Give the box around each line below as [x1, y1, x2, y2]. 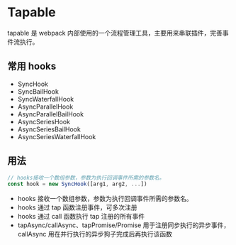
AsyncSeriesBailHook [17, 125, 82, 134]
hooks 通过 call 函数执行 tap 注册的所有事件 [17, 212, 145, 221]
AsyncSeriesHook [17, 117, 71, 126]
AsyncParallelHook [17, 102, 74, 111]
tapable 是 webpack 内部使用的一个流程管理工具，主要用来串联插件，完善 [7, 28, 223, 37]
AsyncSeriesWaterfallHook [17, 132, 96, 141]
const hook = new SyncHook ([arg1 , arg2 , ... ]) [7, 180, 147, 188]
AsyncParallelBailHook [17, 109, 84, 118]
